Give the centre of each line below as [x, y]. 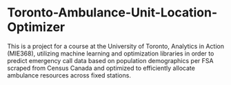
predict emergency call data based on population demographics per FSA [110, 60]
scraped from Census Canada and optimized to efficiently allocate [101, 68]
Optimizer [36, 27]
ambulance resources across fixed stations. [69, 75]
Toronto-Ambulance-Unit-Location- [112, 13]
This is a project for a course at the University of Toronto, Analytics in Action [115, 46]
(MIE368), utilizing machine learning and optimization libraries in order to [111, 53]
